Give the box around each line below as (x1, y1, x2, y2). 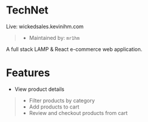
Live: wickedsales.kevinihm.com (6, 23, 84, 30)
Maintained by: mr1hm (29, 34, 80, 41)
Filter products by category (29, 97, 95, 104)
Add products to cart (29, 103, 80, 110)
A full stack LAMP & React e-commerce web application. (6, 45, 142, 53)
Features (6, 66, 50, 80)
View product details (14, 86, 64, 93)
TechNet (6, 4, 49, 17)
